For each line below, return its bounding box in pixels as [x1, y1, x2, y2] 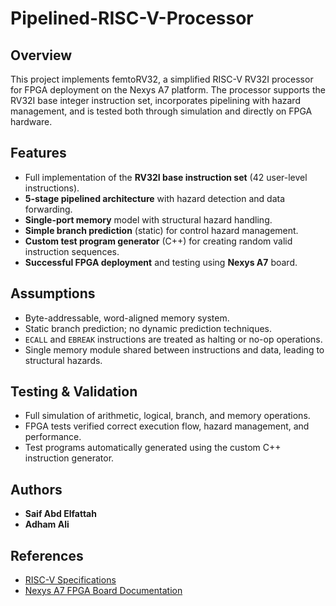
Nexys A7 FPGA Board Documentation [24, 585, 183, 597]
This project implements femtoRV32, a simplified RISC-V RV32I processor [10, 73, 314, 85]
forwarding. [24, 203, 73, 215]
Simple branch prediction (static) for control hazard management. [24, 224, 299, 236]
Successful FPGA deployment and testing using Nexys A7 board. [24, 256, 298, 268]
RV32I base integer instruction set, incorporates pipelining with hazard [10, 95, 301, 106]
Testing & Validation [10, 383, 138, 401]
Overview [10, 47, 73, 64]
